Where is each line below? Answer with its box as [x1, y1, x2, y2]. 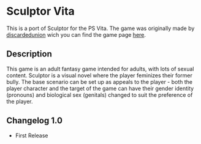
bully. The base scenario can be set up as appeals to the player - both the [6, 78, 193, 85]
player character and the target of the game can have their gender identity [6, 85, 194, 92]
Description [6, 49, 52, 59]
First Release [15, 132, 48, 139]
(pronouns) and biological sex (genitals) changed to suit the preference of [6, 91, 193, 99]
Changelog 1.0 [6, 115, 63, 126]
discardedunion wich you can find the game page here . [6, 31, 146, 38]
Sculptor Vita [6, 4, 75, 18]
